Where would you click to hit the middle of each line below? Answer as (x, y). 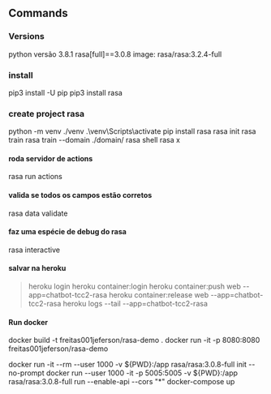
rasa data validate (38, 213)
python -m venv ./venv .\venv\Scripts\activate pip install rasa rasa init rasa (132, 131)
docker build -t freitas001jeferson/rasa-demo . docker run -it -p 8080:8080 (134, 340)
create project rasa (47, 113)
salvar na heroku (37, 268)
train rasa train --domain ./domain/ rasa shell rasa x (95, 140)
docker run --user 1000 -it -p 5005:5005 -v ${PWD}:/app (142, 373)
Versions (26, 36)
